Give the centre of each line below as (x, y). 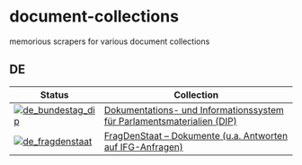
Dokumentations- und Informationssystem (194, 109)
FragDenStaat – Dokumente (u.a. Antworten (196, 135)
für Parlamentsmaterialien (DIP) (170, 121)
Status (54, 94)
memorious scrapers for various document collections (110, 41)
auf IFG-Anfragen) (144, 147)
